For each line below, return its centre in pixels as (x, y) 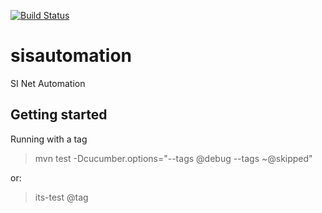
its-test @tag (61, 197)
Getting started (59, 115)
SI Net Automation (48, 83)
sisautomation (71, 56)
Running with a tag (49, 139)
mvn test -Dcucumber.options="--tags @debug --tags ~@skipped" (173, 158)
